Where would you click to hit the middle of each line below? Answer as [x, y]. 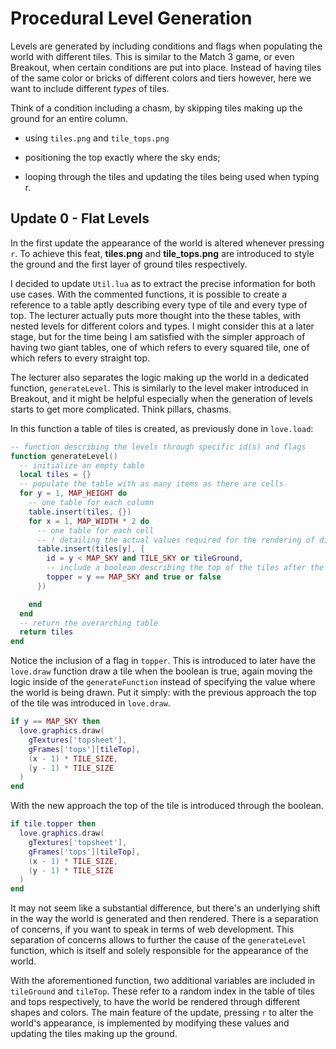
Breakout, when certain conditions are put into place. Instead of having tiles [166, 67]
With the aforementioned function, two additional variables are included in [163, 981]
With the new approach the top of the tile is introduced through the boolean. [167, 806]
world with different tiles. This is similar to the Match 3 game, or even [152, 56]
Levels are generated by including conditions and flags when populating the [166, 46]
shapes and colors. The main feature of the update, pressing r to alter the [162, 1013]
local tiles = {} [55, 475]
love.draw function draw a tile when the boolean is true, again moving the [161, 671]
